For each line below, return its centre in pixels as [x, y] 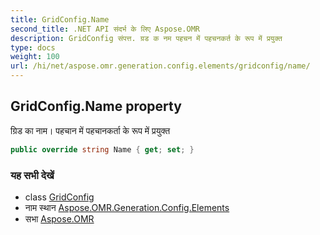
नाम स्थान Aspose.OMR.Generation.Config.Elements [127, 207]
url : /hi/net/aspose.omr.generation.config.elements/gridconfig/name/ [160, 66]
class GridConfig [59, 197]
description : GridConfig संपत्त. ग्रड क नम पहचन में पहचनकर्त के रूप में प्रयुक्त [146, 38]
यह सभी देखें [32, 175]
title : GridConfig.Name [60, 19]
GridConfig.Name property [96, 106]
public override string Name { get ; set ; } [102, 149]
